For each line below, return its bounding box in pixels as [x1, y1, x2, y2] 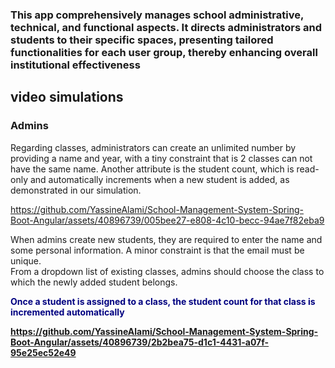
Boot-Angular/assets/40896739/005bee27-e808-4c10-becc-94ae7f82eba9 [10, 214, 325, 226]
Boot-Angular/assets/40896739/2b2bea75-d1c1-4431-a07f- [10, 336, 270, 348]
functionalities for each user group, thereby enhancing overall [10, 45, 318, 59]
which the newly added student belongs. [10, 276, 178, 288]
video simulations [10, 89, 124, 106]
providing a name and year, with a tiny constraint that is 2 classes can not [10, 152, 313, 164]
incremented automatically [10, 306, 125, 318]
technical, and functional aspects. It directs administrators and [10, 20, 323, 34]
